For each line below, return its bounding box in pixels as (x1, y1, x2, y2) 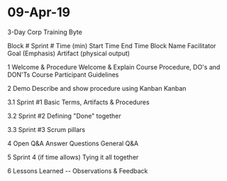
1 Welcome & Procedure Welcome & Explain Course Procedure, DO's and (7, 62, 221, 71)
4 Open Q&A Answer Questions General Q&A (7, 139, 139, 148)
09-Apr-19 (7, 4, 71, 21)
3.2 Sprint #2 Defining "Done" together (7, 111, 122, 120)
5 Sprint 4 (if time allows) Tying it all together (7, 153, 139, 161)
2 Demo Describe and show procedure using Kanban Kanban (7, 84, 187, 92)
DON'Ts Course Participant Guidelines (7, 70, 119, 79)
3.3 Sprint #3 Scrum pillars (7, 125, 86, 133)
